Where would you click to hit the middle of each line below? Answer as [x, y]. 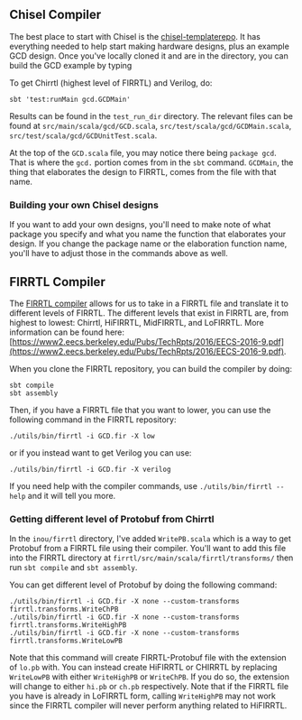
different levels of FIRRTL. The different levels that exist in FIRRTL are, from [149, 313]
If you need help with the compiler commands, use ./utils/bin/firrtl [141, 485]
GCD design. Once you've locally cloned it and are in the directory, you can [149, 55]
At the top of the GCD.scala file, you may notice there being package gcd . [143, 152]
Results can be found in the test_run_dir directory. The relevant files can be [151, 115]
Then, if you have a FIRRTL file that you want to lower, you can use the [140, 410]
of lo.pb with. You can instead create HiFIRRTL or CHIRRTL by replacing [143, 668]
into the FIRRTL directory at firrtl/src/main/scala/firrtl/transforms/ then [151, 558]
